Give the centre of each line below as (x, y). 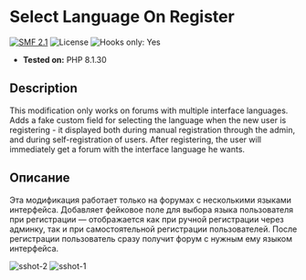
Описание (40, 178)
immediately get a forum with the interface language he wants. (127, 149)
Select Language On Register (122, 17)
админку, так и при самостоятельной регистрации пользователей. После (153, 229)
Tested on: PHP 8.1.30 (64, 59)
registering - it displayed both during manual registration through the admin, (152, 130)
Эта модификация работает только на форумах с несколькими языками (151, 200)
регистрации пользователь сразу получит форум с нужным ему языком (151, 238)
